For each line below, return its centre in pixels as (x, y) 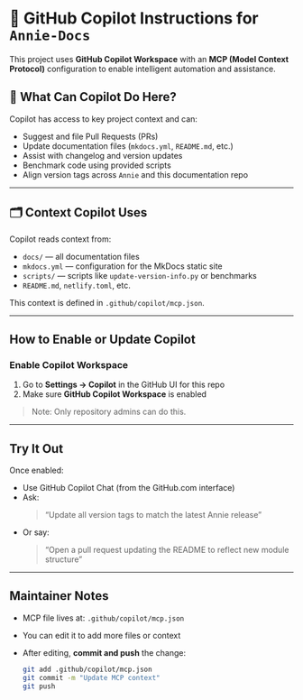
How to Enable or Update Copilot (102, 339)
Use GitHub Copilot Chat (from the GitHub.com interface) (129, 488)
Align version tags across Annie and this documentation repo (135, 174)
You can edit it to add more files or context (101, 635)
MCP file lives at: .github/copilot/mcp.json (103, 618)
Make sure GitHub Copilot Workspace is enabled (115, 394)
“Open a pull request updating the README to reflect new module (167, 550)
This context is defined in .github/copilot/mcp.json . (107, 302)
